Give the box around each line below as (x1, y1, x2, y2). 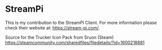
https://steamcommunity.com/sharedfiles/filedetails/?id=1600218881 (5, 39, 145, 45)
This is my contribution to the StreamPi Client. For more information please (5, 20, 157, 25)
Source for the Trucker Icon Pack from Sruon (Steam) (5, 34, 114, 40)
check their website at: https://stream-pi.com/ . (5, 25, 100, 30)
